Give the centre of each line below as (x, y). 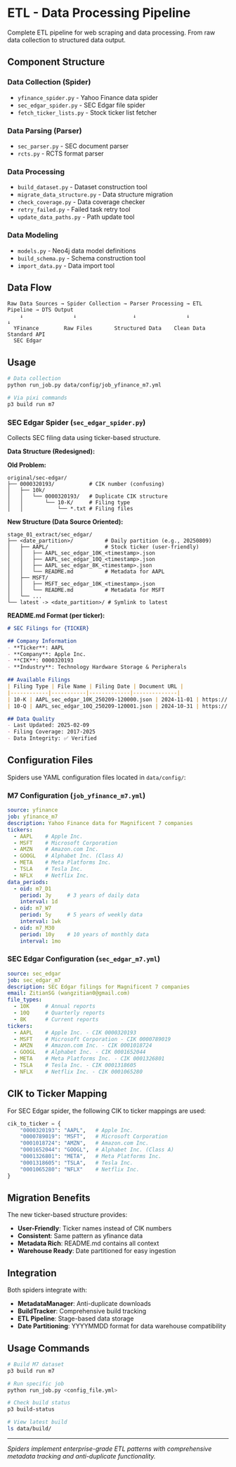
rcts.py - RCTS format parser (60, 153)
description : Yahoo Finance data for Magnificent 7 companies (100, 823)
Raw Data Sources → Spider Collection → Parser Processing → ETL (105, 304)
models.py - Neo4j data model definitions (77, 251)
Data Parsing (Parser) (45, 130)
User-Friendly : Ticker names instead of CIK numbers (94, 1228)
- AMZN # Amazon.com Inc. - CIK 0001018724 (83, 1046)
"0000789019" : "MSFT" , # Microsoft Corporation (94, 1137)
